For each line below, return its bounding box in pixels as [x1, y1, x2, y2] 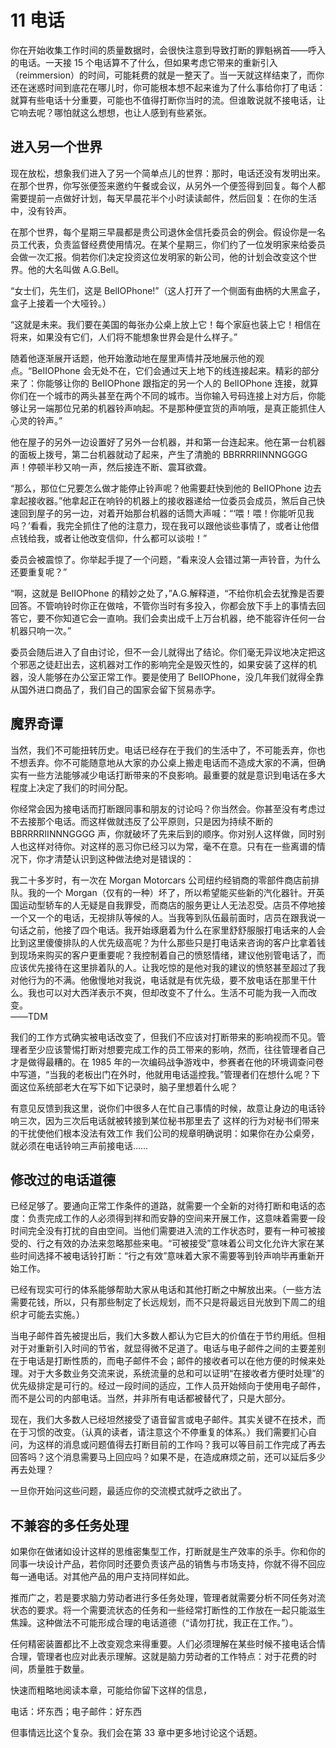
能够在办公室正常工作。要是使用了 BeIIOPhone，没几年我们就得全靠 [44, 671, 325, 683]
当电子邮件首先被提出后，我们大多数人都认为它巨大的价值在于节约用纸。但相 [10, 1330, 326, 1342]
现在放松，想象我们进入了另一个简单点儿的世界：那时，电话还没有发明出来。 [10, 167, 326, 179]
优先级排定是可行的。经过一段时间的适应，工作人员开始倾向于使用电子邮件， [10, 1380, 326, 1392]
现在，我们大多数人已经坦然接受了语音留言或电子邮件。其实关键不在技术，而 [10, 1414, 326, 1426]
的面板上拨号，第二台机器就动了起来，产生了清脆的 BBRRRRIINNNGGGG [10, 448, 308, 460]
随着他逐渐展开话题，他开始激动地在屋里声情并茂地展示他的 [10, 352, 256, 364]
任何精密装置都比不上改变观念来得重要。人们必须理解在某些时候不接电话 [10, 1638, 308, 1650]
